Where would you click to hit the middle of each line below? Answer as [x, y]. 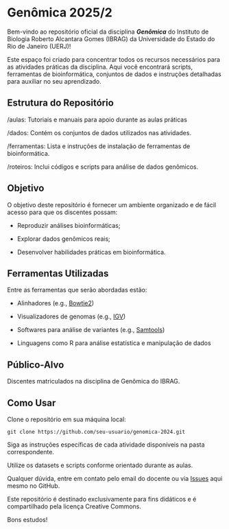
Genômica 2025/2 [60, 13]
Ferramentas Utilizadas [58, 273]
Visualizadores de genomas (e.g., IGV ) [71, 316]
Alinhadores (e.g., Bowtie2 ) [56, 303]
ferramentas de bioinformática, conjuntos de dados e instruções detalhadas [114, 74]
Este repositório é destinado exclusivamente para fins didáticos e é [102, 499]
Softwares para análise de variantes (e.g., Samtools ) [91, 330]
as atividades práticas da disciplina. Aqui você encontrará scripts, [100, 67]
